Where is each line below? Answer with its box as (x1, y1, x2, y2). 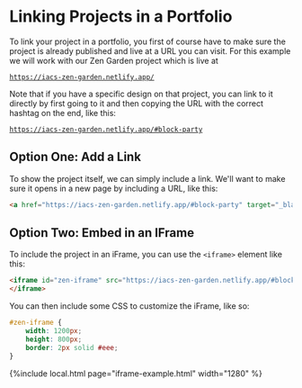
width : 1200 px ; (25, 327, 83, 336)
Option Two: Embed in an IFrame (9, 225, 195, 240)
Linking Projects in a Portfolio (9, 6, 233, 27)
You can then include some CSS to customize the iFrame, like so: (9, 301, 250, 311)
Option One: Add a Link (9, 149, 142, 165)
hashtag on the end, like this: (9, 107, 117, 118)
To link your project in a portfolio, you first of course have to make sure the (9, 36, 286, 47)
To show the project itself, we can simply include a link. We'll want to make (9, 173, 286, 184)
